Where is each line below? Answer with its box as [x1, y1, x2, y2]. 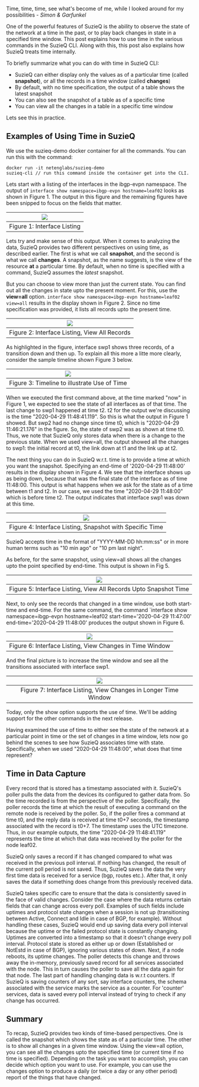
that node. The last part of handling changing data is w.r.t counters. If [6, 971, 175, 979]
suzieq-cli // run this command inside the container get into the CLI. [6, 170, 190, 176]
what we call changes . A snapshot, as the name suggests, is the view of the [6, 256, 192, 263]
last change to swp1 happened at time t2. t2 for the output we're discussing [6, 406, 190, 413]
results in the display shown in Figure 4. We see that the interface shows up [6, 469, 191, 476]
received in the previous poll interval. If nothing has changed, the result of [6, 859, 187, 866]
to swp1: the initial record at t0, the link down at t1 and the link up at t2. [6, 444, 178, 451]
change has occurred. [6, 997, 60, 1004]
